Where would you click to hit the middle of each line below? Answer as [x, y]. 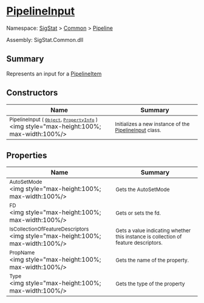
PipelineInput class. [138, 130]
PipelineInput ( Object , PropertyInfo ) [54, 119]
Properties [27, 155]
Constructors [32, 93]
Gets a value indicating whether [153, 231]
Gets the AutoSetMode [143, 190]
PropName [22, 253]
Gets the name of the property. [152, 260]
